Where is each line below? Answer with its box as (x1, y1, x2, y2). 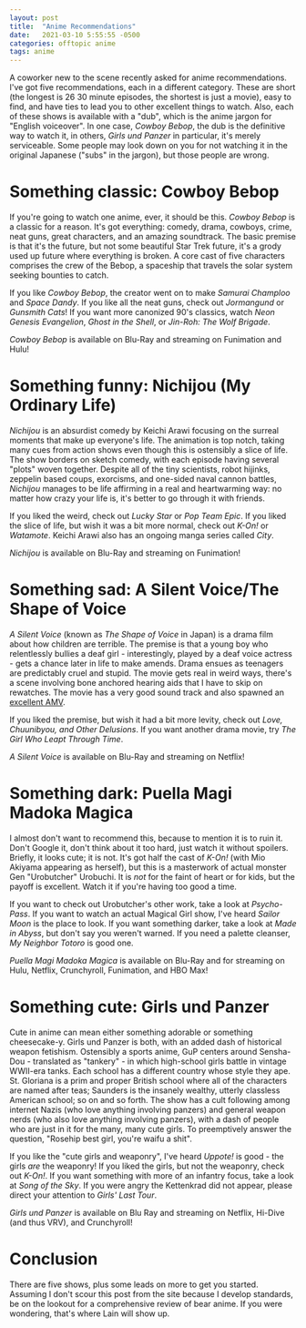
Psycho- (250, 898, 283, 909)
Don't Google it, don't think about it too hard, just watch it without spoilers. (9, 842, 289, 853)
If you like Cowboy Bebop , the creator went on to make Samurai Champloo (9, 288, 291, 299)
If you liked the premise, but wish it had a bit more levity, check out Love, (9, 714, 283, 725)
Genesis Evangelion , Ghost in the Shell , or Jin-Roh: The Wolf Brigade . (9, 316, 270, 328)
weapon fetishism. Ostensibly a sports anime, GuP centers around (9, 1046, 258, 1057)
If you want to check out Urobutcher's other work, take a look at (9, 898, 250, 909)
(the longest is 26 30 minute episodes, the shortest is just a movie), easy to (9, 92, 291, 103)
